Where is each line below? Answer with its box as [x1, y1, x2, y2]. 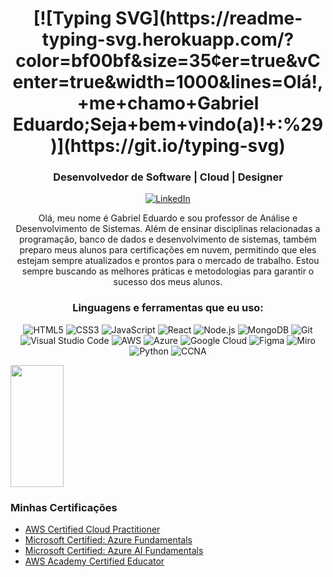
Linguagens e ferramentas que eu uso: [72, 301, 264, 315]
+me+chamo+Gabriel [76, 92, 260, 115]
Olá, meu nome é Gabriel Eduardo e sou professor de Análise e [38, 212, 298, 224]
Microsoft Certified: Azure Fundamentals [24, 534, 193, 546]
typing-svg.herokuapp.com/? [41, 28, 295, 51]
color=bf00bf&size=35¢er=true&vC [15, 50, 321, 72]
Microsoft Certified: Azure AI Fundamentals [24, 545, 204, 557]
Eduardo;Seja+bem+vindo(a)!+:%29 [12, 113, 324, 136]
